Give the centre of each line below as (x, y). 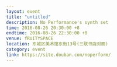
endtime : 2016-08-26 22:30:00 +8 (47, 33)
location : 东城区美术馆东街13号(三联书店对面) (57, 44)
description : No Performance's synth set (57, 22)
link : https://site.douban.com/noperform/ (58, 55)
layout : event (23, 11)
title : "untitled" (28, 17)
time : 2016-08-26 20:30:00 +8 (43, 28)
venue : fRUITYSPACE (30, 38)
